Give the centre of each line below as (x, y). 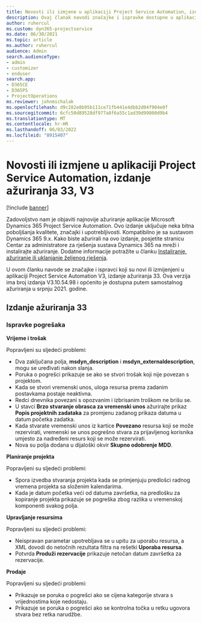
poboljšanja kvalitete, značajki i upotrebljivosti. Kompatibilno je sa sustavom (100, 232)
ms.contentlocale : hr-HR (37, 124)
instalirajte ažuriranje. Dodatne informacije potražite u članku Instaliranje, (96, 251)
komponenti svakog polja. (47, 505)
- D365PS (17, 91)
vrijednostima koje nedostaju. (51, 601)
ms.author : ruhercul (32, 46)
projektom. (28, 380)
